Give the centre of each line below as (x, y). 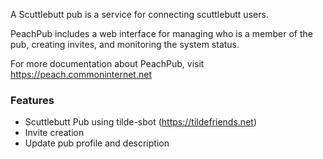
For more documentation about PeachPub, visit (107, 63)
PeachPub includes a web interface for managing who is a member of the (161, 33)
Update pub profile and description (97, 143)
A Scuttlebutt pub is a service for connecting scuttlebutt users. (139, 14)
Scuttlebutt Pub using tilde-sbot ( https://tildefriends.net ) (140, 122)
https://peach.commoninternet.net (81, 74)
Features (32, 100)
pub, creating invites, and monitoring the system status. (125, 44)
